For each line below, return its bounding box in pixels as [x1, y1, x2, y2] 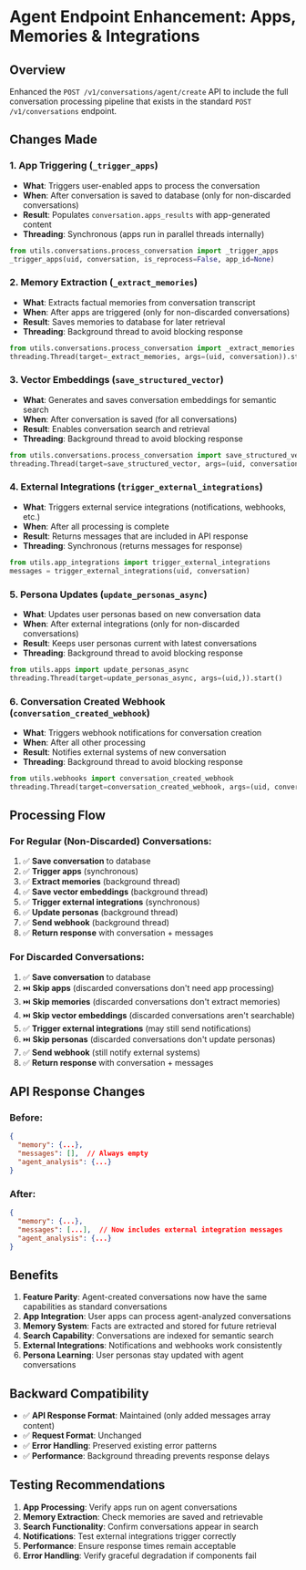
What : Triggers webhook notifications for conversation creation [22, 727, 262, 738]
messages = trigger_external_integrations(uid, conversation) [9, 566, 250, 575]
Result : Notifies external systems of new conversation [22, 746, 227, 758]
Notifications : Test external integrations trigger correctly [22, 1530, 237, 1542]
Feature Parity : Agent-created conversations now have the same [22, 1292, 267, 1303]
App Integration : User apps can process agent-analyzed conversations [22, 1311, 291, 1322]
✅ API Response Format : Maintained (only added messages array [22, 1410, 271, 1421]
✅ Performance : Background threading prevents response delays [22, 1451, 270, 1462]
